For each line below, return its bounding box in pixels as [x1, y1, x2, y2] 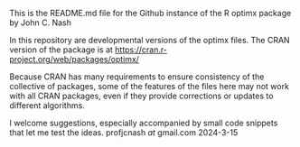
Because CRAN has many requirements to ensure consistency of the [9, 71, 265, 82]
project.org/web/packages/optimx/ [9, 54, 140, 64]
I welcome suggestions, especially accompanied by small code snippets [9, 117, 278, 128]
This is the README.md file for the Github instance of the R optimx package [9, 8, 292, 18]
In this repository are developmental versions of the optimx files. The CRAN [9, 35, 291, 45]
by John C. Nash [9, 17, 72, 28]
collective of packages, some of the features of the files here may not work [9, 81, 289, 91]
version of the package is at [9, 44, 113, 55]
